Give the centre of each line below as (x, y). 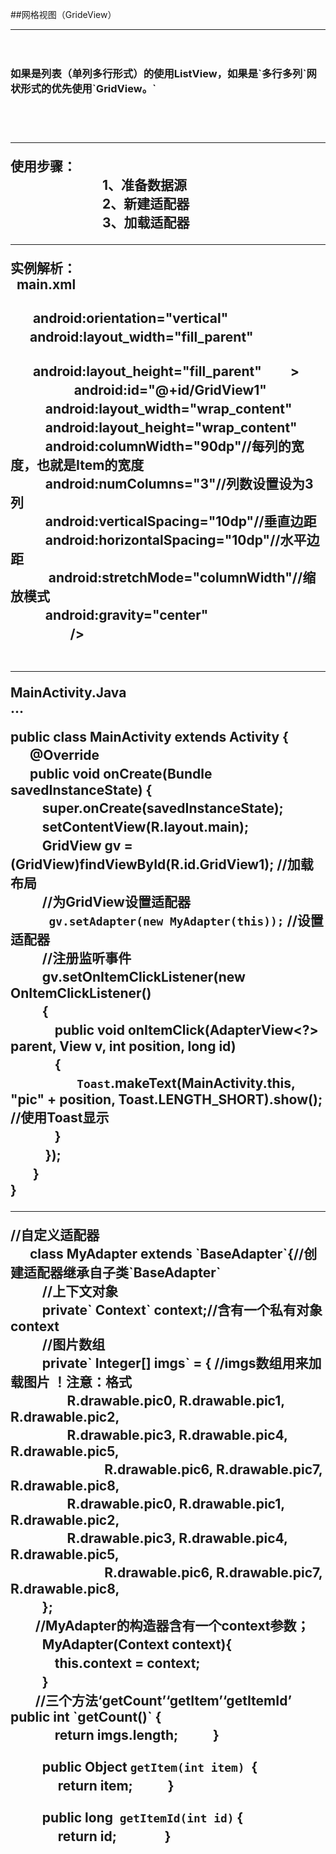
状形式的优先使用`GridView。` (83, 88)
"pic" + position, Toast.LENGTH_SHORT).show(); (166, 1099)
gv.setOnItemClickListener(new (143, 977)
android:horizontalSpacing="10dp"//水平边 (182, 540)
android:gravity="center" (126, 615)
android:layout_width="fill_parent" (141, 337)
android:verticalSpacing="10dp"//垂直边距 (180, 521)
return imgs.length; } (137, 1735)
